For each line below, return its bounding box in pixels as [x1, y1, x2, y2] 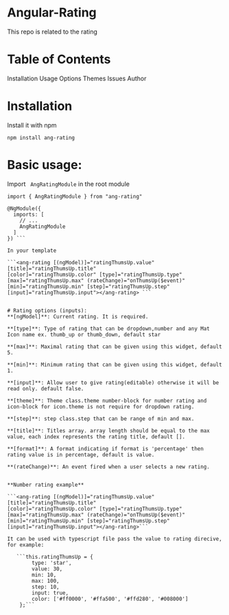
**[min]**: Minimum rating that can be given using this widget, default [7, 361, 223, 368]
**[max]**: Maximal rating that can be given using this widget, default [7, 343, 223, 350]
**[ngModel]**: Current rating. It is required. [7, 313, 149, 320]
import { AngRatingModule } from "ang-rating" [7, 193, 143, 200]
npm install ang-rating [7, 134, 75, 141]
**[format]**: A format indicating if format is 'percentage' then [7, 445, 204, 452]
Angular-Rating [7, 5, 97, 21]
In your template [7, 247, 57, 254]
